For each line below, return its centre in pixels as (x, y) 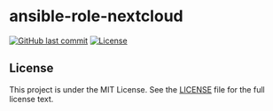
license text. (31, 99)
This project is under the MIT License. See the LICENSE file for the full (137, 89)
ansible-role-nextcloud (96, 16)
